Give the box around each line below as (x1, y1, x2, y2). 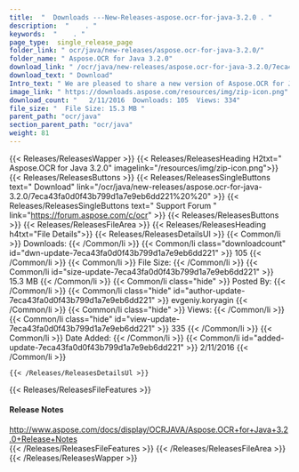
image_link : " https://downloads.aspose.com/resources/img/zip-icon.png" (9, 87, 289, 96)
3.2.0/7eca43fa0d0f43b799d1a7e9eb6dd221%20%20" (9, 190, 212, 201)
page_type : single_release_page (9, 37, 133, 47)
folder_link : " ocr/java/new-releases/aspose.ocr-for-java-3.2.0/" (9, 46, 265, 55)
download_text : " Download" (9, 71, 114, 80)
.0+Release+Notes (9, 434, 78, 444)
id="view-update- (114, 313, 181, 324)
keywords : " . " (9, 29, 86, 38)
